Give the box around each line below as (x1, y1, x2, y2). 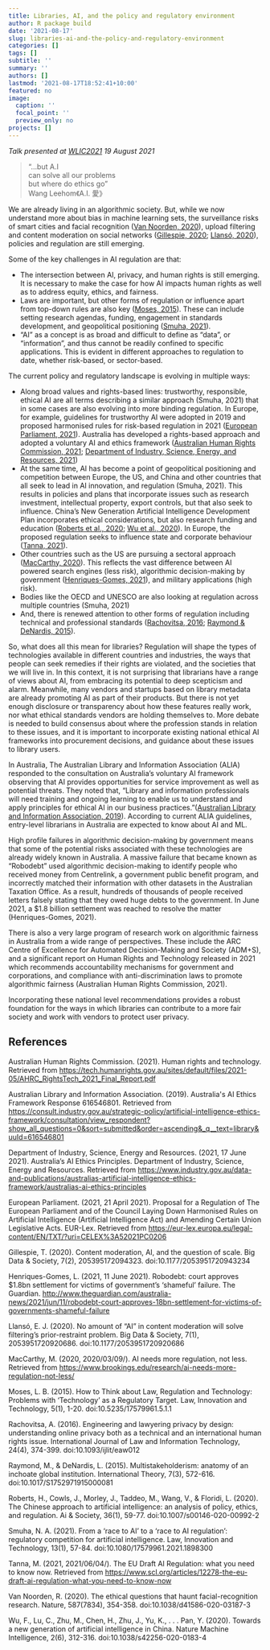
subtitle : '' (8, 57, 52, 65)
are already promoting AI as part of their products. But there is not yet (8, 693, 239, 703)
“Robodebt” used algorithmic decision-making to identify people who (8, 860, 238, 870)
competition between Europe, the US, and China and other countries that (19, 472, 262, 481)
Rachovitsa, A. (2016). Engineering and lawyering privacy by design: (8, 1419, 235, 1429)
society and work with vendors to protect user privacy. (8, 1012, 190, 1021)
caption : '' (15, 101, 56, 109)
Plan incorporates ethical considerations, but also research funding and (19, 514, 257, 524)
